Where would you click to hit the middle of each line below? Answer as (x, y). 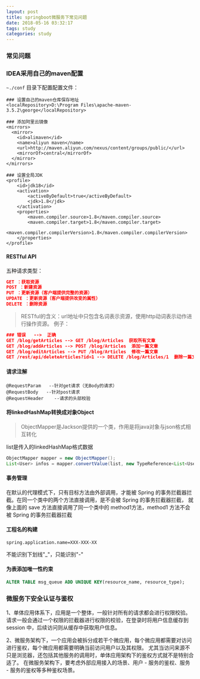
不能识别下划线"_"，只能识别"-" (45, 554)
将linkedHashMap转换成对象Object (50, 412)
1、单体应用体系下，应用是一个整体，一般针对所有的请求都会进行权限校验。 (99, 613)
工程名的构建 (22, 530)
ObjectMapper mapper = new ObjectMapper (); (61, 458)
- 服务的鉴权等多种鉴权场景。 (42, 670)
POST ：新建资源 (24, 287)
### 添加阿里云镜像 (27, 122)
